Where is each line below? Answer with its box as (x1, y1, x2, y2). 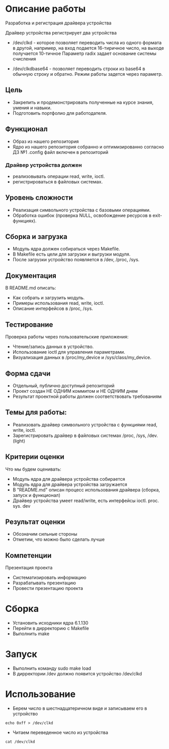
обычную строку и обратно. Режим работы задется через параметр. (12, 71, 163, 77)
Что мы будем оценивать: (5, 466, 62, 472)
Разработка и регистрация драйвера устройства (5, 20, 112, 26)
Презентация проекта (5, 565, 53, 571)
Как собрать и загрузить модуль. (12, 295, 85, 301)
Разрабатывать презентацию (12, 580, 76, 586)
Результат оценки (5, 517, 65, 526)
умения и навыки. (12, 105, 52, 111)
